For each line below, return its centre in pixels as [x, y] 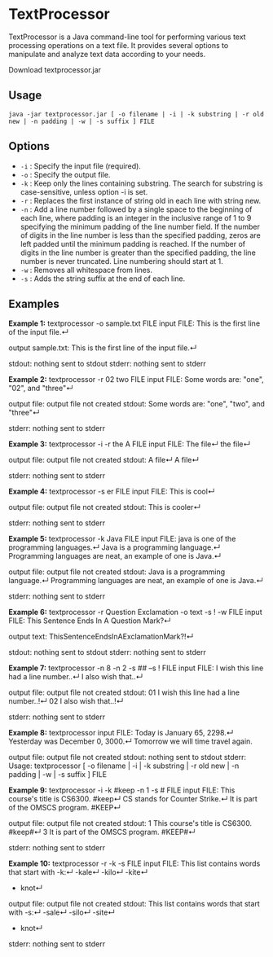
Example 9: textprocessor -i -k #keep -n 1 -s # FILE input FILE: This [122, 790]
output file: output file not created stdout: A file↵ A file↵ [104, 460]
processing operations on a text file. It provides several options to [119, 45]
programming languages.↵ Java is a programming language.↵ [114, 547]
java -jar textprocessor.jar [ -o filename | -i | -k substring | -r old [136, 114]
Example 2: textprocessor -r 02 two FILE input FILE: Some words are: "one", [136, 380]
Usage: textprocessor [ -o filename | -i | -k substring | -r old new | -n [124, 766]
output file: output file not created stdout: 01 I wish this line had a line [124, 692]
